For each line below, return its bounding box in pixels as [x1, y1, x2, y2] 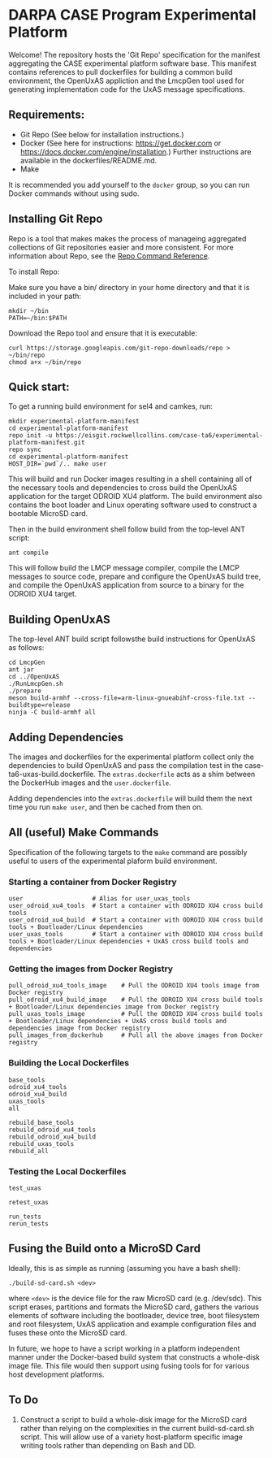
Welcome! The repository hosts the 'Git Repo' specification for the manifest [8, 50, 261, 59]
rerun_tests [8, 1220, 49, 1228]
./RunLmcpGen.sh [8, 680, 63, 688]
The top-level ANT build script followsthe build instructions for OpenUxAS [8, 634, 256, 644]
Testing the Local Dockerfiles [8, 1165, 127, 1177]
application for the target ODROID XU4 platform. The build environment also [8, 492, 262, 501]
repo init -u [8, 432, 53, 440]
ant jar [8, 666, 35, 674]
